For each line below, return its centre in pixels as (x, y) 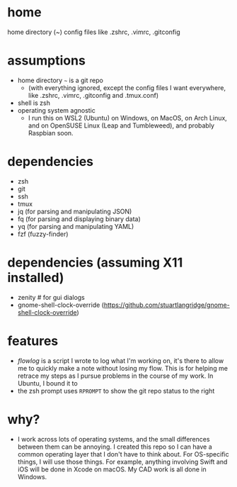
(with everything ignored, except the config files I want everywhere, (127, 88)
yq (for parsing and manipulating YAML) (76, 226)
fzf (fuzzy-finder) (43, 234)
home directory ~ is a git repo (60, 80)
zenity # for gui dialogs (51, 297)
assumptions (47, 61)
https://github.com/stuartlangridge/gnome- (167, 305)
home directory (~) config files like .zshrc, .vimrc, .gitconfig (94, 32)
